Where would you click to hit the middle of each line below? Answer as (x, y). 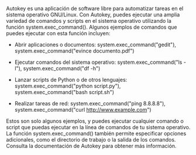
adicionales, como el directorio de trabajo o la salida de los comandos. (91, 139)
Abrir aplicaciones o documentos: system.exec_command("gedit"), (95, 44)
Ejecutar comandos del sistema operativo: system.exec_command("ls (98, 62)
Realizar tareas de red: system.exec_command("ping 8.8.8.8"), (90, 104)
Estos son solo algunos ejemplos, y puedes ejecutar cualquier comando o (95, 121)
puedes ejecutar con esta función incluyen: (58, 33)
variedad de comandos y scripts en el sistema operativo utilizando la (89, 21)
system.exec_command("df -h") (62, 68)
